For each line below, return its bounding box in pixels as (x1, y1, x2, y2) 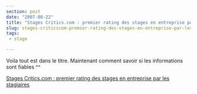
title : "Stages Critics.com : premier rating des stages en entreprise (6, 19, 185, 25)
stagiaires (6, 81, 30, 88)
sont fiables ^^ (6, 63, 41, 70)
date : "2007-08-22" (6, 14, 54, 20)
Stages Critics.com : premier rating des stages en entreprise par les (6, 75, 170, 82)
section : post (6, 8, 41, 15)
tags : (6, 31, 19, 36)
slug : (6, 25, 19, 31)
